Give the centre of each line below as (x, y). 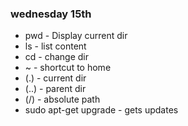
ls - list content (55, 46)
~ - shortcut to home (68, 68)
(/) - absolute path (62, 99)
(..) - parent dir (55, 89)
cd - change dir (57, 57)
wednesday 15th (51, 14)
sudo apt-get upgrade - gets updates (101, 110)
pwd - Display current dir (76, 36)
